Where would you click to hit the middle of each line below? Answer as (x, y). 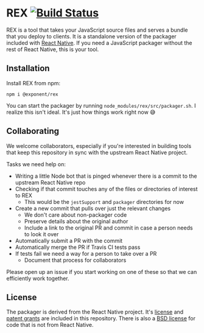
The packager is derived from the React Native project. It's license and (95, 312)
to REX (23, 195)
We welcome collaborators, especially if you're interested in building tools (99, 145)
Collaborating (33, 131)
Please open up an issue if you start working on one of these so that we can (102, 272)
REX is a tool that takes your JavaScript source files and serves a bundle (97, 30)
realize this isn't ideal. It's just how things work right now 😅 (81, 112)
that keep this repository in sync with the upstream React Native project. (97, 152)
